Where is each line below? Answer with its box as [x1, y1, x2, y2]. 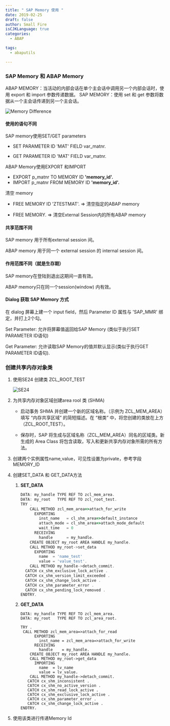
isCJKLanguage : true [5, 27, 50, 32]
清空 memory [5, 190, 33, 196]
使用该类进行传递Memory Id [12, 715, 72, 721]
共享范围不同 [5, 224, 32, 231]
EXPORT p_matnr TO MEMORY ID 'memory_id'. [12, 174, 114, 180]
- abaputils [10, 50, 36, 55]
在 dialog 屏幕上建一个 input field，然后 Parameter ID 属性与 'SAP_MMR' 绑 [5, 309, 163, 315]
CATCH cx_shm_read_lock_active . [27, 688, 99, 693]
